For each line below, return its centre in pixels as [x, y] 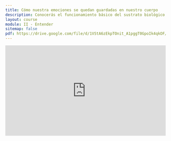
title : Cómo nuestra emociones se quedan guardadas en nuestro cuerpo [82, 10]
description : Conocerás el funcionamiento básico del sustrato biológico [85, 15]
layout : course [21, 19]
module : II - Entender [29, 24]
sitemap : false [21, 29]
